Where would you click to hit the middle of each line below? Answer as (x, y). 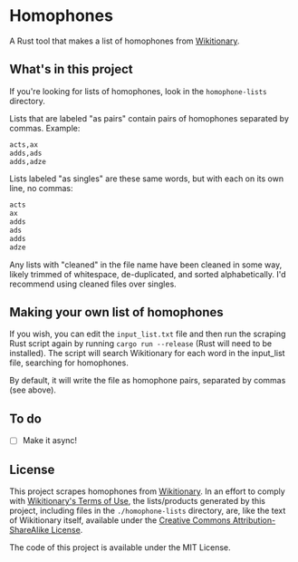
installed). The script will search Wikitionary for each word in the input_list (147, 354)
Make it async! (50, 441)
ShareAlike (29, 530)
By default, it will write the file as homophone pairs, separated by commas (148, 381)
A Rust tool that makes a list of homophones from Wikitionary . (125, 41)
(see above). (33, 390)
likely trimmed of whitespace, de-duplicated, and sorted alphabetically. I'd (148, 274)
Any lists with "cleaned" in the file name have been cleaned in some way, (146, 265)
